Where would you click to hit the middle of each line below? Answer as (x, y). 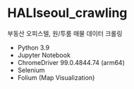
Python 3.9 (33, 47)
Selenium (31, 70)
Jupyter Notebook (44, 55)
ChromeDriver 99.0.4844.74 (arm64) (71, 62)
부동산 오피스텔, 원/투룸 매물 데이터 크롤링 (65, 33)
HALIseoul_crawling (67, 13)
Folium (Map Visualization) (56, 77)
